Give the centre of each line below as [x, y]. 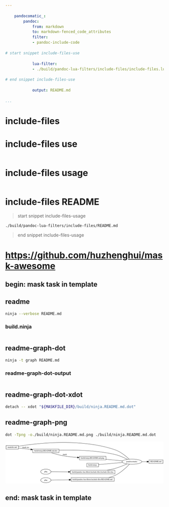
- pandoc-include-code [56, 43]
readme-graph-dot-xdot [44, 395]
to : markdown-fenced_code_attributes [72, 32]
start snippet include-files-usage [52, 216]
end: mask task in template [48, 498]
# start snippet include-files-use [43, 53]
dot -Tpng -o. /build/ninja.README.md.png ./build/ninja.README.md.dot [81, 435]
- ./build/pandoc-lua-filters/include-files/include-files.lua [100, 69]
